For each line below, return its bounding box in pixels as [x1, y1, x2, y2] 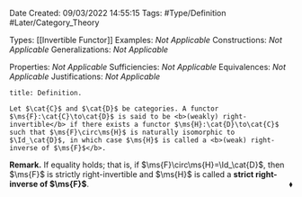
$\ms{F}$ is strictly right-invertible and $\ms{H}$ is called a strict [9, 169, 254, 179]
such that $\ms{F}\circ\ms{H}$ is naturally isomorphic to [9, 128, 235, 137]
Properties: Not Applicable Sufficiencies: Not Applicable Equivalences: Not [9, 62, 286, 72]
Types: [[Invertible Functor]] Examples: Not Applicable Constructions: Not [9, 35, 283, 45]
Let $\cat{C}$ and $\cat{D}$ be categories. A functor [9, 104, 219, 113]
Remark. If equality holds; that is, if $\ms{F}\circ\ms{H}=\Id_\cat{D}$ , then [9, 159, 285, 170]
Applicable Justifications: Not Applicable [9, 71, 161, 82]
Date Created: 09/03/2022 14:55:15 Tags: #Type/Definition [9, 8, 226, 18]
